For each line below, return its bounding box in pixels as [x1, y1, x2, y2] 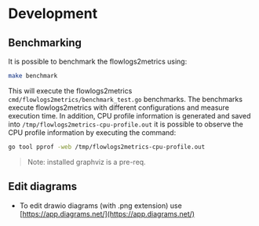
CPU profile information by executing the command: [8, 127, 177, 137]
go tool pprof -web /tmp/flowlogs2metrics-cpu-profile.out [8, 143, 206, 151]
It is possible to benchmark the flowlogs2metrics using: [8, 56, 188, 66]
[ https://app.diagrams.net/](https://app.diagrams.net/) [19, 209, 195, 218]
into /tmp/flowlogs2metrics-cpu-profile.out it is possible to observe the [8, 119, 243, 129]
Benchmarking [8, 36, 82, 49]
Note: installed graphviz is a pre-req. [27, 157, 147, 166]
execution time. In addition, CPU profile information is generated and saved [8, 111, 251, 120]
